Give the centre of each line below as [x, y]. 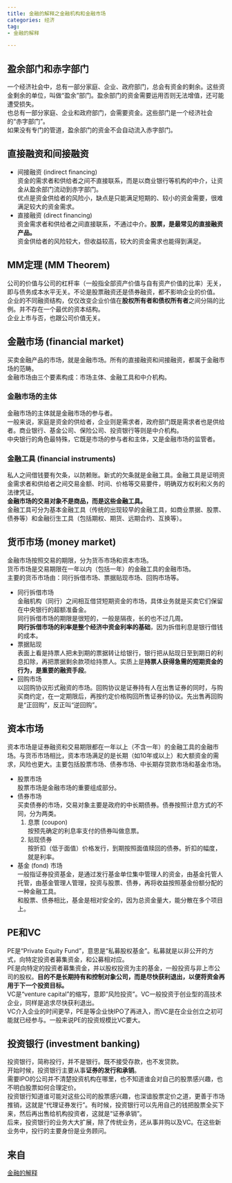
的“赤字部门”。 [28, 121]
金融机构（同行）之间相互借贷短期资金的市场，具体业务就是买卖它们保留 [120, 601]
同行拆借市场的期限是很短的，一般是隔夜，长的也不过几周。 [102, 618]
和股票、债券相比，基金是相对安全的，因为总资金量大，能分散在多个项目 [120, 900]
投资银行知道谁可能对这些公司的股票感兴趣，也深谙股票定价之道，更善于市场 [116, 1096]
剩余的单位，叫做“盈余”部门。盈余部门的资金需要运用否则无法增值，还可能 [118, 96]
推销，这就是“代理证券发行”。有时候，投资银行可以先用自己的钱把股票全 [110, 1105]
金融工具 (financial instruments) [61, 459]
